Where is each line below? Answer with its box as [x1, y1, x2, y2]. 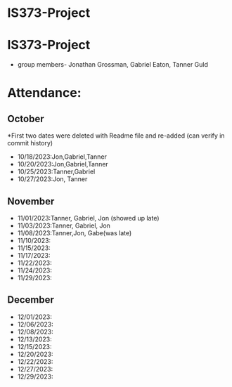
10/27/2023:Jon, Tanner [17, 175, 88, 183]
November [7, 195, 55, 207]
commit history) [7, 139, 53, 147]
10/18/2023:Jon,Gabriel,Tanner [17, 152, 108, 161]
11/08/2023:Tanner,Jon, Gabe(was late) [17, 228, 132, 237]
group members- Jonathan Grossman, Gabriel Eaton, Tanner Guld [17, 60, 209, 69]
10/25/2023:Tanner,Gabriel [17, 167, 96, 176]
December [7, 294, 55, 306]
